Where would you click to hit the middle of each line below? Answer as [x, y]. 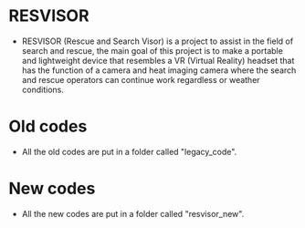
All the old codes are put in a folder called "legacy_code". [129, 151]
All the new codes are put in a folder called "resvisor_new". [133, 213]
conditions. [43, 89]
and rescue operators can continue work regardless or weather [141, 79]
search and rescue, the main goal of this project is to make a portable [152, 50]
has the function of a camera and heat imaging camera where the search [159, 70]
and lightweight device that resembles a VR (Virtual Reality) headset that [158, 60]
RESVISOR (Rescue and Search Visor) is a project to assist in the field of [158, 41]
